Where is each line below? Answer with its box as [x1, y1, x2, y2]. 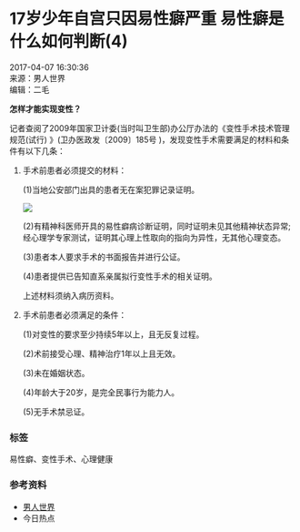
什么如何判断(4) [9, 31, 129, 52]
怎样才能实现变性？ [9, 103, 82, 114]
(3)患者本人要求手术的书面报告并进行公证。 [22, 251, 185, 262]
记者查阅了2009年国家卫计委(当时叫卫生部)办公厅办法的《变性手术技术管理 [9, 122, 291, 133]
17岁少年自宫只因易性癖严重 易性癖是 [9, 8, 285, 29]
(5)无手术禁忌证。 [22, 406, 90, 417]
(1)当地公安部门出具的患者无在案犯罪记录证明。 [22, 184, 200, 195]
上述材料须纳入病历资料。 [22, 290, 119, 301]
